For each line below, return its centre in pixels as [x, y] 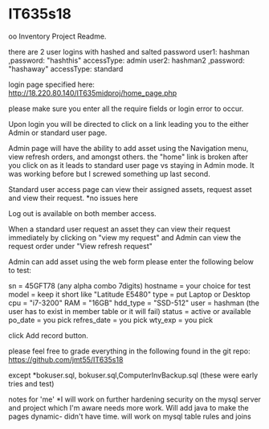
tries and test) [31, 383]
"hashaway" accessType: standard [66, 68]
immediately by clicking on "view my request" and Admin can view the [125, 237]
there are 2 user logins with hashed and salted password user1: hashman [129, 51]
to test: [20, 270]
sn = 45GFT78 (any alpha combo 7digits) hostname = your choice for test [130, 285]
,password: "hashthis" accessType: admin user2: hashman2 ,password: [126, 60]
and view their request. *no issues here [73, 198]
